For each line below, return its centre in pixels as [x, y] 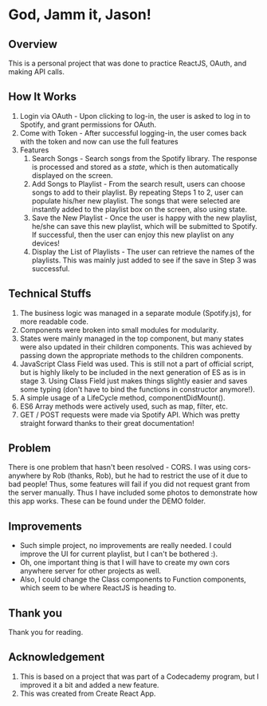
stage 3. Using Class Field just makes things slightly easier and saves [133, 381]
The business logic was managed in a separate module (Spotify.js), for [135, 313]
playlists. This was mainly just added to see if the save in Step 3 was [144, 260]
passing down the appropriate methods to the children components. [132, 355]
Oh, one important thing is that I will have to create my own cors [125, 562]
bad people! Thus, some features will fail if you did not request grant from [129, 484]
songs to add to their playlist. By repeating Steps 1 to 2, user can [137, 192]
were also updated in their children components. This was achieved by [136, 347]
